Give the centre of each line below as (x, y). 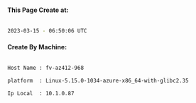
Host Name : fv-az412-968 (45, 68)
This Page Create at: (38, 10)
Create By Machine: (37, 47)
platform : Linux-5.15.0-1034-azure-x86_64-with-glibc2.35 (98, 81)
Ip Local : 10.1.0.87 (41, 94)
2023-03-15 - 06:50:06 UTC (47, 31)
